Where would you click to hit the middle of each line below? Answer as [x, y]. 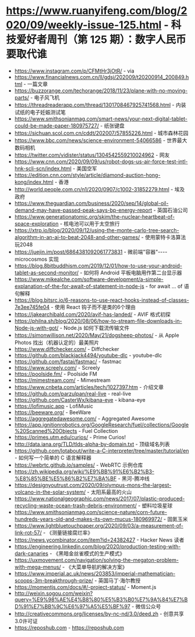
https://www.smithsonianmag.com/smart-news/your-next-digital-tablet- [101, 119]
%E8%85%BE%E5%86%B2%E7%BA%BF [65, 478]
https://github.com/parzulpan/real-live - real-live [73, 394]
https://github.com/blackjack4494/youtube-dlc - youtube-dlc [88, 355]
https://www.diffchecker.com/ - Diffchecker [67, 349]
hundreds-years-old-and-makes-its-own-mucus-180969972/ [88, 519]
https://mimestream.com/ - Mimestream [62, 380]
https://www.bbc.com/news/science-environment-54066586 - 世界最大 [101, 140]
